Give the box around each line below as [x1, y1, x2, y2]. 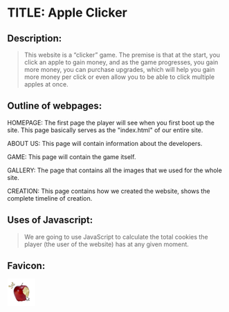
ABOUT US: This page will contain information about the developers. [7, 139, 203, 147]
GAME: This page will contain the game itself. [7, 152, 136, 160]
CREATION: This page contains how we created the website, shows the [7, 187, 210, 195]
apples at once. [24, 80, 68, 88]
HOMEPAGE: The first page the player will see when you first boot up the [7, 118, 215, 127]
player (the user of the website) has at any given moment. [24, 240, 189, 248]
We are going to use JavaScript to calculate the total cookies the [24, 232, 209, 241]
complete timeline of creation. [7, 194, 93, 202]
